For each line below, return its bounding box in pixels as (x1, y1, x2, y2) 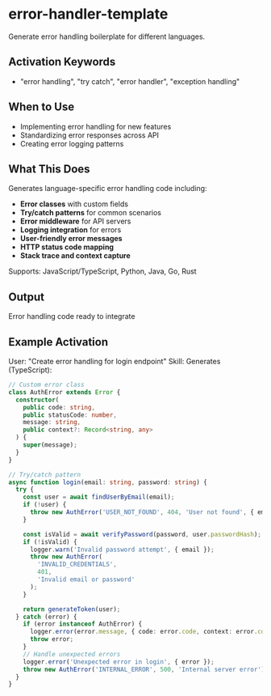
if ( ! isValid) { (23, 537, 78, 546)
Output (8, 290, 44, 303)
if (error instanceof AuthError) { (23, 620, 143, 628)
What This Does (8, 162, 90, 176)
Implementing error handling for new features (19, 121, 172, 131)
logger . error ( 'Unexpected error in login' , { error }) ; (23, 657, 215, 666)
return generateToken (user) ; (23, 605, 121, 613)
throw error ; (29, 635, 74, 643)
